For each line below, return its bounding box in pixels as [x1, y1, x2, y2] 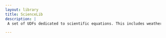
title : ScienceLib [5, 12, 43, 17]
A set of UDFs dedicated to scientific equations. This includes [7, 21, 145, 26]
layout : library [5, 7, 39, 12]
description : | [5, 16, 37, 21]
